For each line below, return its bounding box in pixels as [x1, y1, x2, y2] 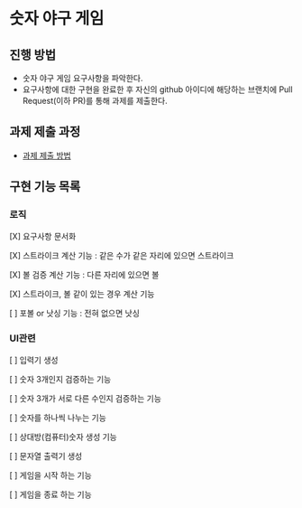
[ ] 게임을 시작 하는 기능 [9, 469, 92, 480]
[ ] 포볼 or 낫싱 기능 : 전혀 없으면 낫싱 [9, 307, 140, 318]
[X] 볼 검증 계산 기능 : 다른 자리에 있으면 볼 [9, 268, 160, 280]
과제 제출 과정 [9, 124, 81, 140]
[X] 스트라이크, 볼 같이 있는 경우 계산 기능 [9, 288, 155, 299]
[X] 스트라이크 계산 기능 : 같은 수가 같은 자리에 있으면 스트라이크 [9, 249, 234, 260]
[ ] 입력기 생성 [9, 354, 59, 365]
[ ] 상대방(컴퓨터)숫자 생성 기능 [9, 431, 117, 442]
